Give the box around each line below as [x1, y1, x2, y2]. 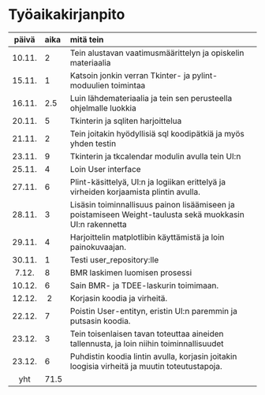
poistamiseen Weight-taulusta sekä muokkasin [69, 209, 244, 220]
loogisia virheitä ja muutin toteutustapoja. [69, 360, 222, 371]
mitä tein [69, 34, 104, 45]
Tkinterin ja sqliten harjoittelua [69, 115, 182, 126]
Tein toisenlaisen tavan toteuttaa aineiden [69, 328, 224, 339]
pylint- [192, 69, 218, 80]
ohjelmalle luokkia [69, 102, 136, 114]
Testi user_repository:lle [69, 254, 159, 265]
